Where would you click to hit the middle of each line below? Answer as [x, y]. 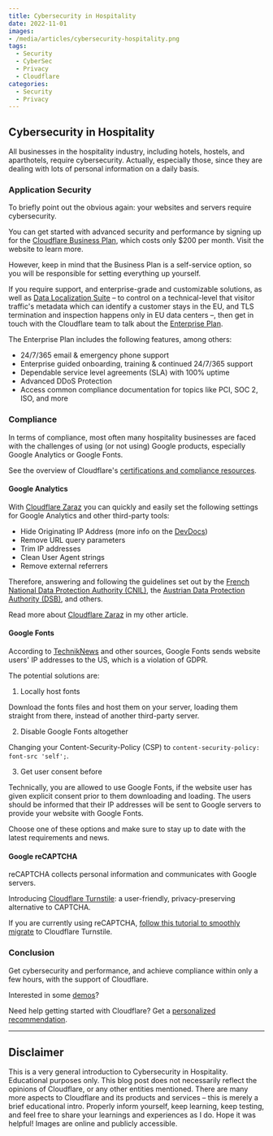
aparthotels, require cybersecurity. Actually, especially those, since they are [135, 160]
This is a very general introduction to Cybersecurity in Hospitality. [118, 1072]
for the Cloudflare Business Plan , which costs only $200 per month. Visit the [136, 241]
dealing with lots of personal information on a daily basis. [104, 169]
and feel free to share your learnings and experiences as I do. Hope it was [132, 1115]
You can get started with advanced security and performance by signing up [135, 232]
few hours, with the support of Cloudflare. [78, 979]
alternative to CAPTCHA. [50, 908]
